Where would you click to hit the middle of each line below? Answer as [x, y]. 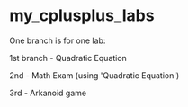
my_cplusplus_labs [82, 16]
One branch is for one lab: [58, 40]
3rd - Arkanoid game [48, 93]
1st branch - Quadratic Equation [68, 58]
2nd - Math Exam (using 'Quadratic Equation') [94, 75]
